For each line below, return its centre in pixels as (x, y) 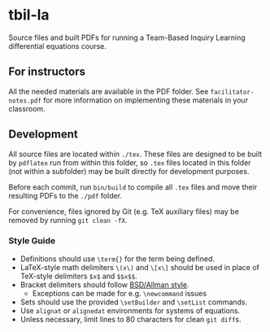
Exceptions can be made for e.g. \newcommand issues (120, 293)
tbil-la (29, 15)
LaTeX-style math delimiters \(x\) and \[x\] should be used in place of (140, 267)
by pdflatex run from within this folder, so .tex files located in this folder (130, 162)
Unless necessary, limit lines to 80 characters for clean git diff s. (131, 319)
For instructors (47, 72)
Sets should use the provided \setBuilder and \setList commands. (134, 302)
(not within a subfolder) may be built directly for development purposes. (129, 171)
